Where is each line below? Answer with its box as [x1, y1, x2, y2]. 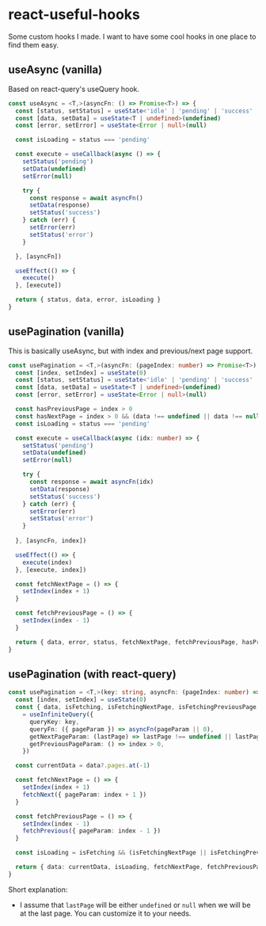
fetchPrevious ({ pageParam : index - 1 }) [22, 827, 161, 835]
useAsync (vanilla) [8, 63, 103, 77]
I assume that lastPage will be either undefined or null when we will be [19, 900, 251, 909]
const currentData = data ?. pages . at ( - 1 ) [15, 762, 150, 770]
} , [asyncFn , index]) [15, 537, 87, 545]
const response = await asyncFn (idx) [28, 478, 154, 486]
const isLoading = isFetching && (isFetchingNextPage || [15, 849, 207, 857]
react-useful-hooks [8, 6, 141, 24]
